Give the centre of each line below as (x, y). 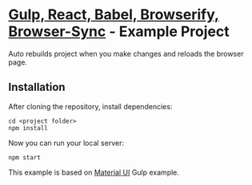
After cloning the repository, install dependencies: (90, 106)
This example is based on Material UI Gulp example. (94, 172)
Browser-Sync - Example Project (119, 31)
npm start (25, 157)
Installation (37, 87)
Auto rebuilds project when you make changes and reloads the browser (126, 53)
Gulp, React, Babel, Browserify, (114, 15)
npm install (28, 128)
